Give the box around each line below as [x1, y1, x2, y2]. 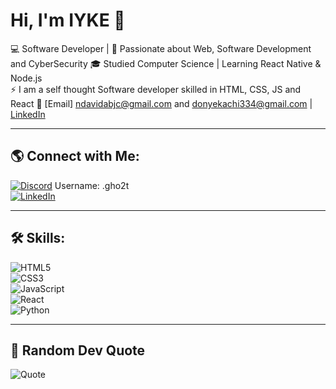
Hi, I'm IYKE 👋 [10, 9, 126, 32]
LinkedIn [10, 108, 46, 120]
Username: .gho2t [54, 179, 130, 191]
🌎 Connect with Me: [10, 148, 140, 165]
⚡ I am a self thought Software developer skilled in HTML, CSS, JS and [10, 83, 302, 95]
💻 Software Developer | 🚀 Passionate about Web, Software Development [10, 42, 312, 54]
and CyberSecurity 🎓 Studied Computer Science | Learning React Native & [10, 57, 322, 69]
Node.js [10, 72, 43, 84]
